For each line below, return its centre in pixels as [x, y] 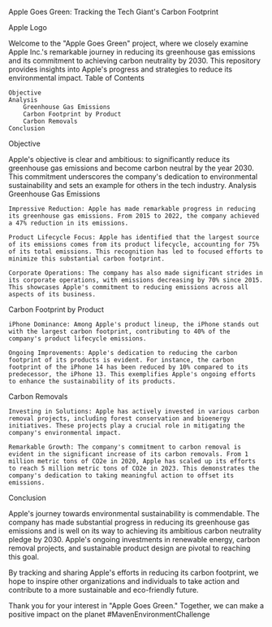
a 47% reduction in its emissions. [69, 223]
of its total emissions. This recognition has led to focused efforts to [136, 252]
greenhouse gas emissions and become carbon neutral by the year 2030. [131, 168]
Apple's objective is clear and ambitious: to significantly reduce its [119, 159]
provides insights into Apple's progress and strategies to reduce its [121, 69]
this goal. [24, 557]
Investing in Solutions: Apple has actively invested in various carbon [134, 411]
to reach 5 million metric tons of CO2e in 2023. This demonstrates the [134, 468]
